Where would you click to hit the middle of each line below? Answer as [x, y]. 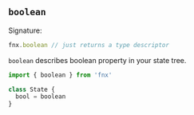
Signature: [25, 30]
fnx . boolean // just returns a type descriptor [89, 45]
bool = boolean [41, 97]
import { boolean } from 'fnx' [60, 75]
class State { [32, 89]
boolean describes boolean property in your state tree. [97, 60]
